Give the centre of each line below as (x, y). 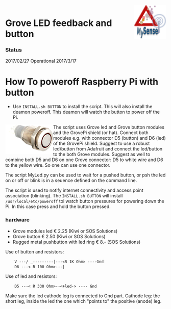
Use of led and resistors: (31, 276)
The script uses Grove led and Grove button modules (109, 127)
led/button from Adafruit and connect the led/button (108, 149)
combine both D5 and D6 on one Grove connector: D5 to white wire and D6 (84, 160)
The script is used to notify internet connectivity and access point (75, 190)
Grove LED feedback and (59, 23)
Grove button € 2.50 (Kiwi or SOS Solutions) (59, 236)
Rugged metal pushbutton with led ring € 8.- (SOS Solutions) (77, 242)
